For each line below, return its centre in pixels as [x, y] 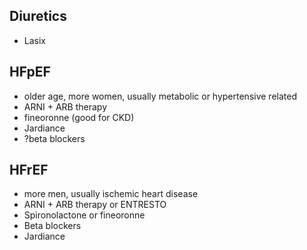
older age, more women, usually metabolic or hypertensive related [160, 96]
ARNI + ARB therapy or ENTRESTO [95, 205]
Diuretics [38, 16]
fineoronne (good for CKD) [79, 117]
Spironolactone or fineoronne [84, 215]
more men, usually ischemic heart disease [111, 194]
